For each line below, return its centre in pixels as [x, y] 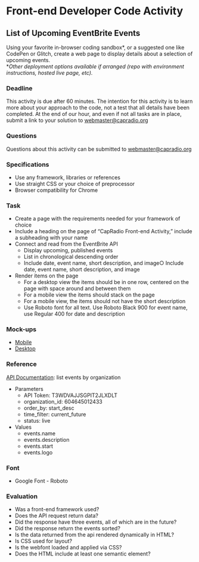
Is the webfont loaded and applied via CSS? [68, 548]
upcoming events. [28, 60]
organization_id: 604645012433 [63, 401]
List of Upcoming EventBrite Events [73, 33]
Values [23, 427]
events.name [39, 433]
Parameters [29, 389]
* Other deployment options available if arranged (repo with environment [95, 66]
